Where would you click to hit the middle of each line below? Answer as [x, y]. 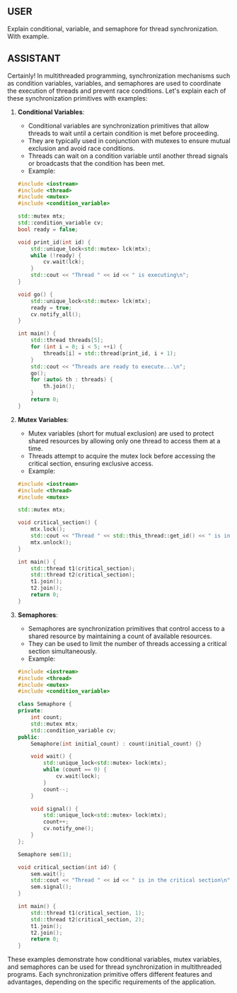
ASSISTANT [34, 58]
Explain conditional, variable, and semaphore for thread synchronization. [113, 28]
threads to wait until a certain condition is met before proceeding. [123, 133]
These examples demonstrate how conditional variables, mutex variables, [114, 960]
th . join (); [59, 386]
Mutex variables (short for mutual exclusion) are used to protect [121, 433]
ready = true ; [51, 307]
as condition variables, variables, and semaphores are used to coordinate [114, 83]
